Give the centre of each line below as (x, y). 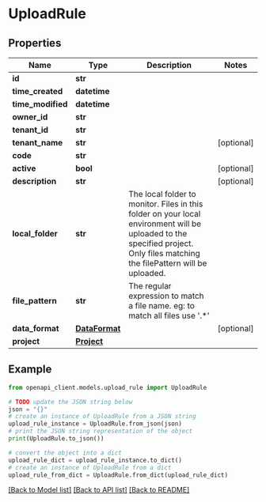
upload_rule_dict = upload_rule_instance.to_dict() (95, 460)
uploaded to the (158, 234)
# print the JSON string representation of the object (101, 432)
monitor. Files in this (165, 204)
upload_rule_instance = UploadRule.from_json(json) (95, 424)
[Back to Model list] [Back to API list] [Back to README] (99, 490)
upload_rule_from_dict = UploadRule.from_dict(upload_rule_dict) (118, 475)
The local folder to (162, 194)
